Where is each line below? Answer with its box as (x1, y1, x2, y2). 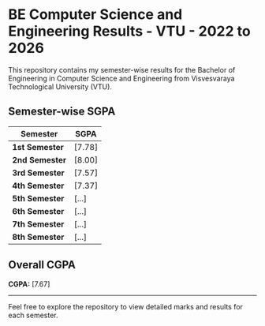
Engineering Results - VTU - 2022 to (8, 22, 251, 40)
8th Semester (12, 231, 65, 242)
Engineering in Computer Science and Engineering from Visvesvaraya (8, 73, 235, 83)
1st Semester (12, 141, 65, 152)
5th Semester (12, 193, 65, 204)
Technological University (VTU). (8, 81, 113, 92)
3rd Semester (12, 167, 65, 178)
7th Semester (12, 219, 65, 230)
